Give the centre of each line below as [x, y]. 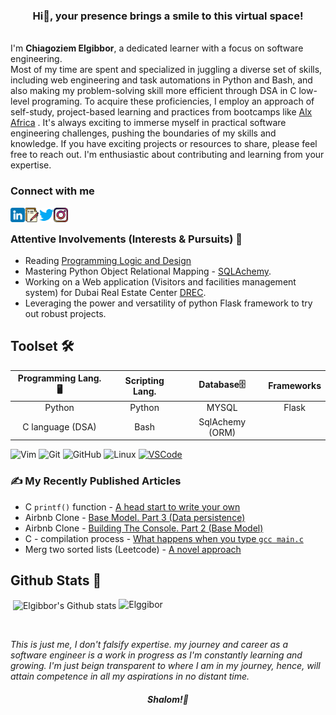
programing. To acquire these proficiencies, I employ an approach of [173, 101]
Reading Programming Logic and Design [108, 260]
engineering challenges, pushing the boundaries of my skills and [143, 133]
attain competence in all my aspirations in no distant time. [130, 676]
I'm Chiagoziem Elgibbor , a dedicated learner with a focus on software [157, 48]
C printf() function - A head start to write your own [132, 506]
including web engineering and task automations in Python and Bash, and [161, 80]
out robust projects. [65, 313]
